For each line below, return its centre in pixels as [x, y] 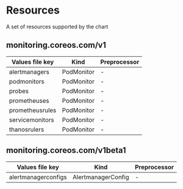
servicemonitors [32, 120]
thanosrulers [27, 129]
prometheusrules [33, 110]
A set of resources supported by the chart [57, 27]
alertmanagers [29, 71]
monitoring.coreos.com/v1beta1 [66, 150]
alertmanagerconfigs [38, 177]
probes [19, 91]
